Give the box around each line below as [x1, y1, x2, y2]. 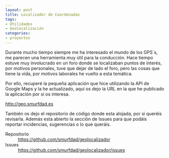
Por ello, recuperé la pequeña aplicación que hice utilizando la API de [5, 80, 150, 86]
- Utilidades [5, 21, 33, 27]
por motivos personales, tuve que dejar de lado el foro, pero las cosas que [5, 65, 160, 71]
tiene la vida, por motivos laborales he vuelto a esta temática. [5, 70, 133, 76]
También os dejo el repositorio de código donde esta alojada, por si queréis [5, 110, 162, 116]
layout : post [5, 7, 33, 13]
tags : [5, 17, 17, 22]
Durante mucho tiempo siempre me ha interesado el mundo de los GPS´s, [5, 49, 158, 55]
